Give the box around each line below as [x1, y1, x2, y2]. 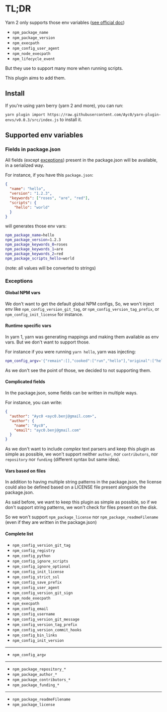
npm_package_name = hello [5, 233, 55, 238]
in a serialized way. [5, 162, 44, 168]
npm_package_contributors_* [12, 677, 71, 682]
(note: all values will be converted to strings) [5, 265, 96, 271]
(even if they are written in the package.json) [5, 519, 97, 525]
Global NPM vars [5, 290, 41, 296]
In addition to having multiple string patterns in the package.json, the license [5, 479, 162, 485]
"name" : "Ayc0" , [14, 423, 48, 428]
